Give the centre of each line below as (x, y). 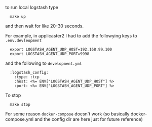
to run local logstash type (32, 7)
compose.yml (20, 119)
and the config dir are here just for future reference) (89, 119)
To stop (13, 95)
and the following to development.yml (44, 63)
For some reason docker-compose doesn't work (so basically (67, 114)
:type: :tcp (27, 77)
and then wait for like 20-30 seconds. (45, 26)
